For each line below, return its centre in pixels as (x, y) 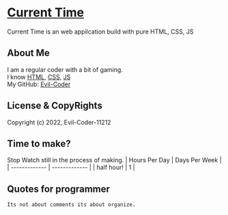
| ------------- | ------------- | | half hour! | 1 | (71, 167)
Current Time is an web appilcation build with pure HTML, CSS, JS (100, 31)
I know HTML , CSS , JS (39, 77)
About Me (28, 53)
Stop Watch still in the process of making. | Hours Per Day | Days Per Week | (114, 160)
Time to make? (39, 143)
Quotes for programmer (59, 189)
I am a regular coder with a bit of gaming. (65, 69)
